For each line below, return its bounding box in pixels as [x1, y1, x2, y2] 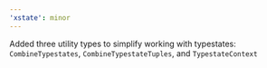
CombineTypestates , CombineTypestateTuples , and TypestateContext [9, 47, 258, 59]
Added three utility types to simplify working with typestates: [9, 38, 237, 49]
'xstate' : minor [9, 13, 71, 23]
